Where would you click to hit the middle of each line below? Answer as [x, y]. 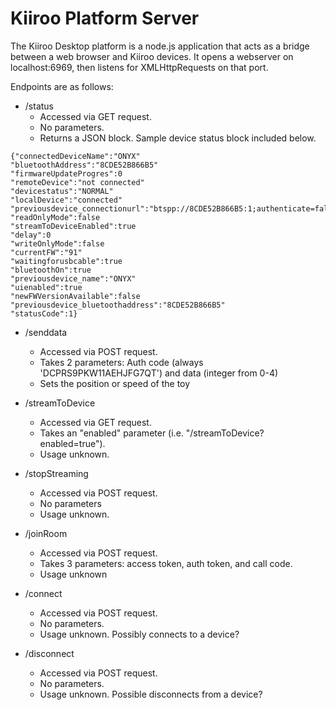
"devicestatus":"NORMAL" [62, 191]
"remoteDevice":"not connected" [77, 182]
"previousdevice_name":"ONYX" [73, 278]
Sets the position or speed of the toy [115, 383]
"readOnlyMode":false [55, 217]
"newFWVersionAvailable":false [75, 296]
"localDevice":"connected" [66, 200]
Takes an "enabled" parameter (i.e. [111, 433]
